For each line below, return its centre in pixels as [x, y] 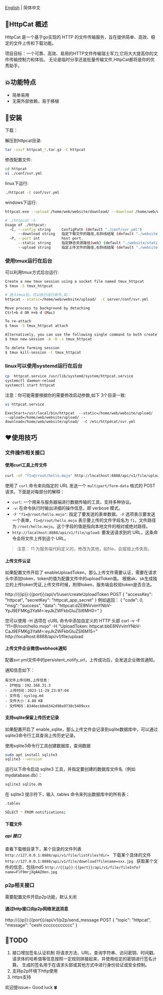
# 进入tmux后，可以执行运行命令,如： [38, 295]
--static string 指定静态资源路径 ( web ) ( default [69, 243]
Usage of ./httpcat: [26, 225]
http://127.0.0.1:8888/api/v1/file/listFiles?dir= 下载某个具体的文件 [78, 855]
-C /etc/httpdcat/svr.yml [109, 422]
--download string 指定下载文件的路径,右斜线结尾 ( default [76, 234]
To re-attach [18, 321]
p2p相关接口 [20, 885]
